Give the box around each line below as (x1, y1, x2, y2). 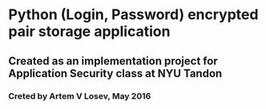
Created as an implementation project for (8, 54, 218, 68)
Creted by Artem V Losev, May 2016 (8, 90, 151, 101)
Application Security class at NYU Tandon (8, 66, 223, 80)
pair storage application (8, 22, 171, 41)
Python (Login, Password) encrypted (8, 6, 259, 24)
